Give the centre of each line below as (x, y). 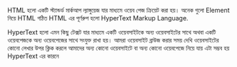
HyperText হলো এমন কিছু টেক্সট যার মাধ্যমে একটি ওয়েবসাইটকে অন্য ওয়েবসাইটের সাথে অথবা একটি (112, 32)
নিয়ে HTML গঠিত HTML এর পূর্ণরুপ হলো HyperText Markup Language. (98, 18)
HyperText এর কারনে (33, 56)
